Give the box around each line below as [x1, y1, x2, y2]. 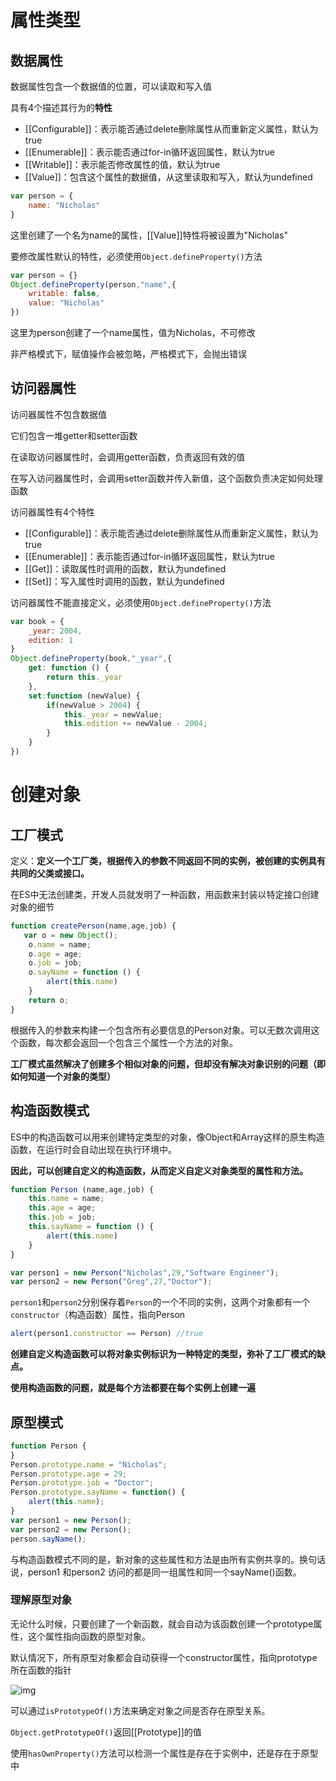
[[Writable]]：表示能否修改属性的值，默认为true [24, 159, 221, 170]
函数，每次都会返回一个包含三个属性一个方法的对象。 [18, 1036, 238, 1048]
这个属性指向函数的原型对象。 [27, 1630, 151, 1642]
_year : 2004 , [28, 626, 83, 636]
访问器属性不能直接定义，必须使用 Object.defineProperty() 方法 [10, 596, 272, 608]
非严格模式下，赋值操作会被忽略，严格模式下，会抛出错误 [10, 348, 247, 360]
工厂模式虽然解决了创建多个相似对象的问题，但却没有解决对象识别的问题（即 [10, 1057, 326, 1070]
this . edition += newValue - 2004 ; [63, 719, 208, 729]
